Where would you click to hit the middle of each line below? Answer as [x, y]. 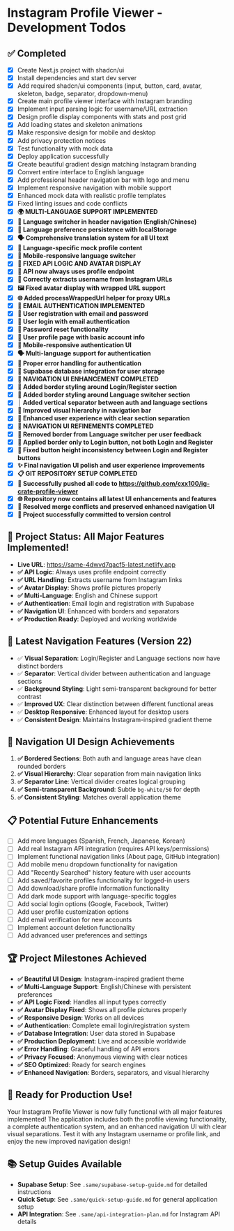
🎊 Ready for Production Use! [70, 1095]
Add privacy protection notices [62, 140]
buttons [29, 457]
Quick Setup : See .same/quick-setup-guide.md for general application [117, 1199]
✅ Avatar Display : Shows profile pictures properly [89, 588]
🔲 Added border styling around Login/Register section [97, 387]
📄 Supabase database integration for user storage [91, 371]
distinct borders [40, 666]
